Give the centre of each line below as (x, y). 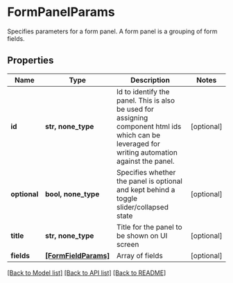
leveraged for (139, 144)
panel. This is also (146, 100)
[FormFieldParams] (77, 255)
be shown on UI (142, 235)
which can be (139, 135)
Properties (31, 61)
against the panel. (146, 161)
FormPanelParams (61, 12)
